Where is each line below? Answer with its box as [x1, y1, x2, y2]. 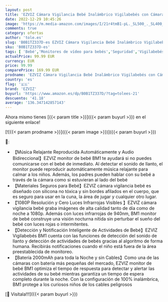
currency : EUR [5, 58, 35, 63]
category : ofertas [5, 30, 43, 35]
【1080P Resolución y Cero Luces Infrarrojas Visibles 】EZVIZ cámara [12, 199, 157, 205]
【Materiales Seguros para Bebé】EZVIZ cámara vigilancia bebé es [12, 183, 151, 189]
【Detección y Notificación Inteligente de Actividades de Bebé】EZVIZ [12, 227, 158, 233]
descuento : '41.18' [5, 95, 46, 100]
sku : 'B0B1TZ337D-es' [5, 44, 50, 49]
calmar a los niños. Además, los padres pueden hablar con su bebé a [12, 171, 155, 177]
